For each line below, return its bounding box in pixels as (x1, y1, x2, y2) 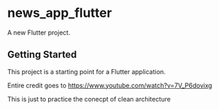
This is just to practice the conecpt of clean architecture (7, 94, 172, 103)
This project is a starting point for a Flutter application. (7, 67, 166, 75)
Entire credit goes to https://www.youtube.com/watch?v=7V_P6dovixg (7, 81, 213, 90)
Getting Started (7, 49, 77, 61)
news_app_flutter (7, 5, 112, 21)
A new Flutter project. (7, 28, 71, 37)
